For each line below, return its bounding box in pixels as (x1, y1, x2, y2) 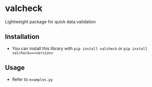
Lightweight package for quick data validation (5, 19, 96, 25)
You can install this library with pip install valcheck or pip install (12, 45, 148, 51)
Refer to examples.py (12, 76, 53, 82)
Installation (5, 33, 40, 41)
